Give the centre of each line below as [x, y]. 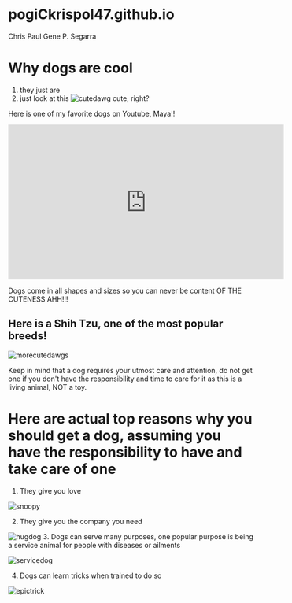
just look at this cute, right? [84, 98]
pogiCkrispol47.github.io [91, 15]
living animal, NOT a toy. [48, 387]
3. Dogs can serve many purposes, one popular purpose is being [148, 536]
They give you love [50, 490]
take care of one [62, 469]
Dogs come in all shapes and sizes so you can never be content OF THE [125, 290]
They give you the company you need [81, 521]
